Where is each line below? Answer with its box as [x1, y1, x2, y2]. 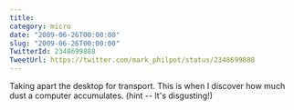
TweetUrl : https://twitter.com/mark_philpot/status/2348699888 [9, 55, 256, 65]
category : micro [9, 22, 71, 31]
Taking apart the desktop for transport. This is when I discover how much [9, 81, 286, 91]
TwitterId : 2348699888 [9, 47, 96, 56]
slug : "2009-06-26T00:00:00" [9, 38, 121, 48]
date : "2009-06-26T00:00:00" [9, 30, 121, 39]
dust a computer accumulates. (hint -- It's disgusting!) [9, 90, 213, 101]
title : [9, 13, 35, 23]
